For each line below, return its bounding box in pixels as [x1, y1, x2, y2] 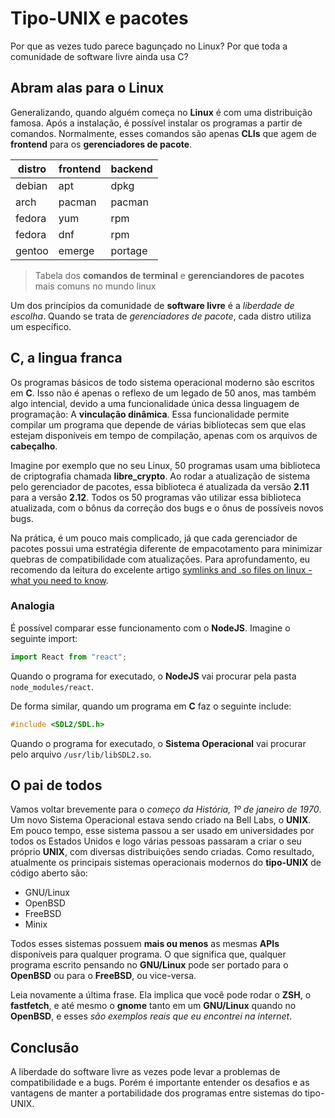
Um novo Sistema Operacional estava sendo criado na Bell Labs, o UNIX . [10, 814, 312, 826]
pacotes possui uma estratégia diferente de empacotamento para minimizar [10, 542, 323, 554]
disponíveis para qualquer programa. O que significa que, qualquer [10, 948, 287, 961]
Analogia [10, 599, 55, 613]
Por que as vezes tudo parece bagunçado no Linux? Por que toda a [10, 40, 288, 52]
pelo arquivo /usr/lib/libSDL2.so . [10, 748, 152, 760]
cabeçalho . [10, 440, 58, 452]
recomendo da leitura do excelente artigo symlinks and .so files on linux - [10, 563, 313, 576]
